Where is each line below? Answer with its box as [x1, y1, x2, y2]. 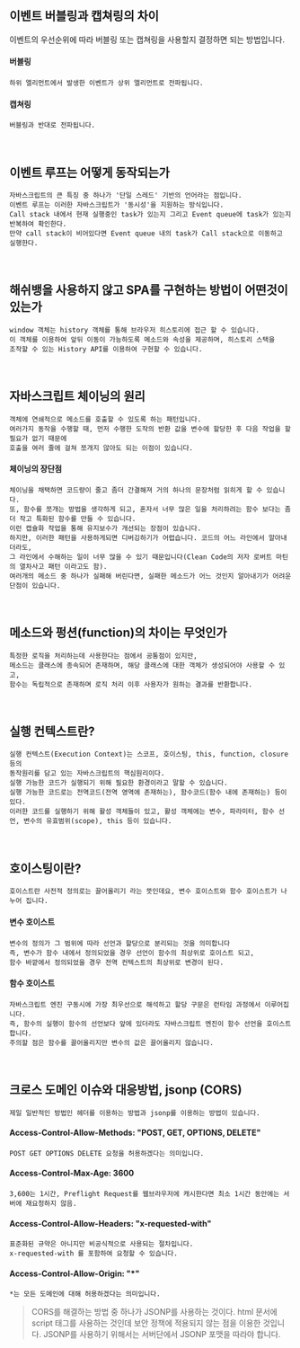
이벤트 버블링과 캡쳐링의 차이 [9, 8, 160, 24]
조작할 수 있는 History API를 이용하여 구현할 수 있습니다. [9, 344, 203, 353]
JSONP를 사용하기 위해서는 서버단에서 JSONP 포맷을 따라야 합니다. [43, 1329, 281, 1340]
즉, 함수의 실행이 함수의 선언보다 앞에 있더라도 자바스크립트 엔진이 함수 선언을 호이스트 [9, 1019, 292, 1028]
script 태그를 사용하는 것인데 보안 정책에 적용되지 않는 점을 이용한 [31, 1317, 261, 1328]
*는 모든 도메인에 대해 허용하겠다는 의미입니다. [9, 1290, 161, 1299]
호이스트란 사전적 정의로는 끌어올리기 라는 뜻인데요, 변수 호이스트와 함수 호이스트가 [9, 887, 278, 896]
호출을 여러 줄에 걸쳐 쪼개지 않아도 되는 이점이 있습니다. [9, 443, 193, 452]
